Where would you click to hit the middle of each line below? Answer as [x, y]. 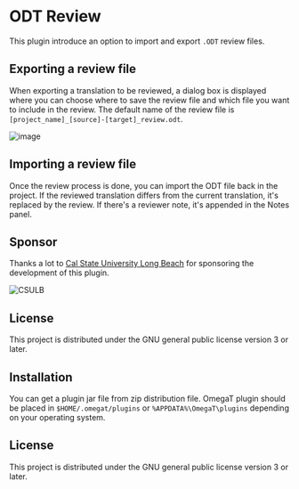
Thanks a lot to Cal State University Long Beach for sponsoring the [132, 264]
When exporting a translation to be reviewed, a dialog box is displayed [138, 90]
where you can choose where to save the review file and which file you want [149, 100]
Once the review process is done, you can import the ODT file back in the [144, 185]
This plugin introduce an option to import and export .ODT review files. [137, 41]
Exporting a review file [73, 69]
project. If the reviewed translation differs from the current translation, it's [144, 195]
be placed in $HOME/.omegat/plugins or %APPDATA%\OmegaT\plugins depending [149, 408]
